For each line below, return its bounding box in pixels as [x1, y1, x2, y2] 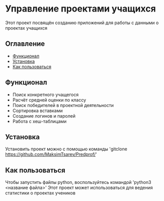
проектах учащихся [5, 25, 48, 31]
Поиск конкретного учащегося [12, 91, 79, 97]
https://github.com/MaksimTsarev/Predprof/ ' [5, 151, 97, 157]
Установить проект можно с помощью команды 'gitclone [5, 146, 127, 152]
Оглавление [5, 40, 45, 48]
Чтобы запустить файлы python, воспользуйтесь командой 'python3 [5, 179, 151, 185]
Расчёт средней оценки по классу [12, 96, 86, 103]
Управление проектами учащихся [5, 3, 156, 15]
